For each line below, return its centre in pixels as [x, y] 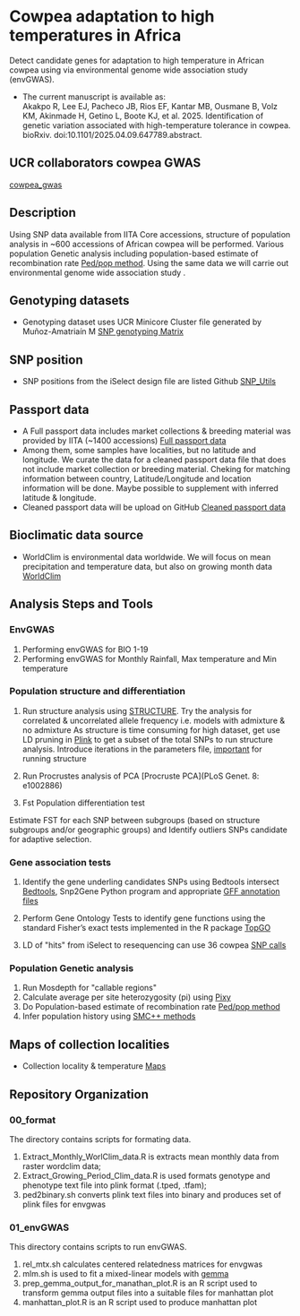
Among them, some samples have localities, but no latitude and [139, 450]
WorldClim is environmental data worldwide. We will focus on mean [146, 556]
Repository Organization [79, 1094]
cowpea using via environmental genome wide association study [129, 70]
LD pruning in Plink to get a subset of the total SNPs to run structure [147, 739]
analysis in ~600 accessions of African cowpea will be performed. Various [147, 244]
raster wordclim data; [61, 1165]
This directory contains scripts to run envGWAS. [98, 1247]
